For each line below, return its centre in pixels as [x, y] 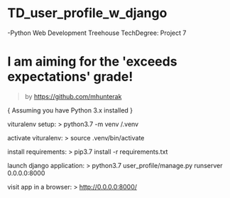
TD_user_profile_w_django [87, 13]
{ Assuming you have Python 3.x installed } [70, 110]
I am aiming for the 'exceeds [92, 62]
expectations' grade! [70, 77]
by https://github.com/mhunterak [73, 96]
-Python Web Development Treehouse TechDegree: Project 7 [97, 33]
